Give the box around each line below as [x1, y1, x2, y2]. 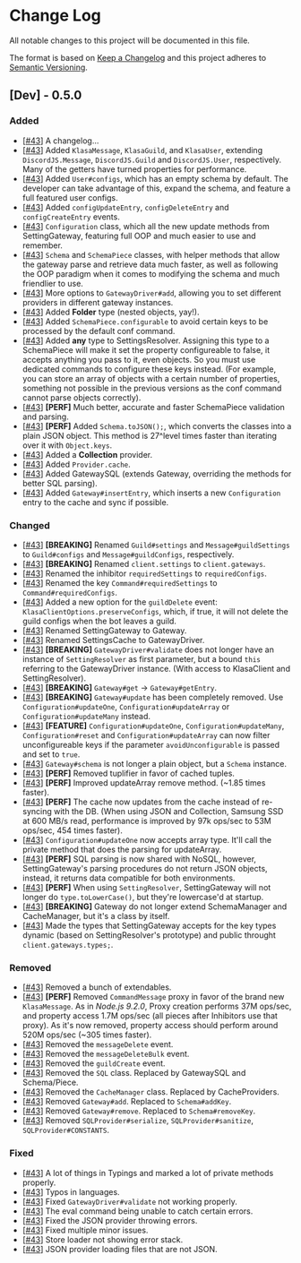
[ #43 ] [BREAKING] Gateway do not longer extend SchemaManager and [21, 901, 288, 912]
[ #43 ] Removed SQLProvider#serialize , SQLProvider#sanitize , [21, 1115, 254, 1126]
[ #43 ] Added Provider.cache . [21, 459, 132, 469]
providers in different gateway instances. [21, 296, 174, 307]
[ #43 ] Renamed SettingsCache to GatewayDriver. [21, 634, 205, 645]
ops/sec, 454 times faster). [21, 825, 124, 836]
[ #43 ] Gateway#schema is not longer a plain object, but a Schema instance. [21, 758, 287, 769]
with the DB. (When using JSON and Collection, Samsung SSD [53, 805, 284, 816]
